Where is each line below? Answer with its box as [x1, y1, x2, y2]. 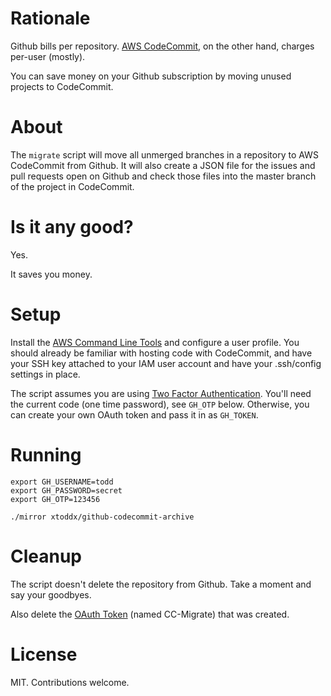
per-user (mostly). [10, 50, 86, 62]
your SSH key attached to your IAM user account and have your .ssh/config [10, 357, 322, 369]
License [10, 643, 78, 666]
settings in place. [10, 368, 81, 380]
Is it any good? [10, 216, 134, 239]
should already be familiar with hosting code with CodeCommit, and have [10, 347, 313, 359]
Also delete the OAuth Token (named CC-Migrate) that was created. [10, 608, 290, 620]
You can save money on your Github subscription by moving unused [10, 70, 292, 82]
